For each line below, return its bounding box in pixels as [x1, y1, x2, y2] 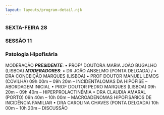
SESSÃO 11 [5, 37, 32, 44]
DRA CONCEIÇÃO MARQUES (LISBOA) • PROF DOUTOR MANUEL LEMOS [5, 73, 159, 79]
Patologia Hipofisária [5, 51, 58, 58]
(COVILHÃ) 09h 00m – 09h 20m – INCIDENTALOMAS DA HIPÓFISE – [5, 78, 148, 84]
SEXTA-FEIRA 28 [5, 24, 47, 31]
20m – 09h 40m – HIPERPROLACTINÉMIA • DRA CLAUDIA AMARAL [5, 89, 146, 95]
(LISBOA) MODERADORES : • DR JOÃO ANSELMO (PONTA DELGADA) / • [5, 67, 157, 73]
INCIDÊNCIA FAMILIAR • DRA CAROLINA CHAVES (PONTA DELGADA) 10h [5, 99, 159, 105]
